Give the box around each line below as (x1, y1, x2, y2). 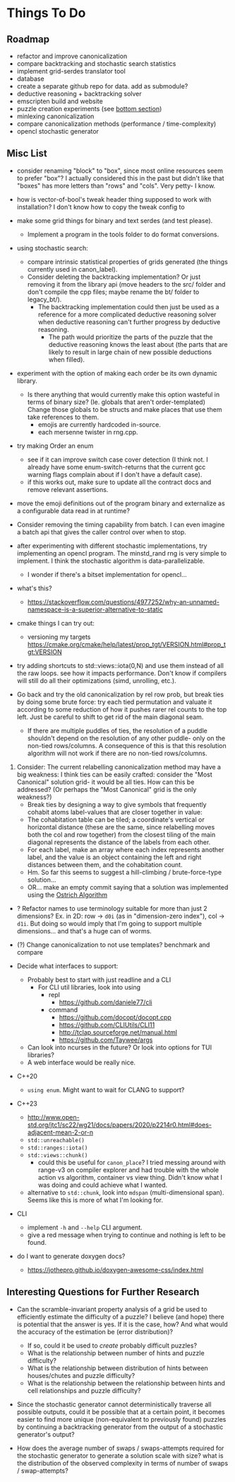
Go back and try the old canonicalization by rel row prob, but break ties (16, 690, 224, 699)
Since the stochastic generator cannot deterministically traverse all (16, 1400, 212, 1408)
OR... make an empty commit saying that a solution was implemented (27, 883, 229, 891)
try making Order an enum (16, 441, 94, 450)
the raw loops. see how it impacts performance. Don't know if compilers (16, 669, 227, 677)
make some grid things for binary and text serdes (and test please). (16, 216, 213, 224)
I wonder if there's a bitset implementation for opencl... (27, 570, 188, 578)
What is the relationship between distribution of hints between (27, 1364, 209, 1372)
